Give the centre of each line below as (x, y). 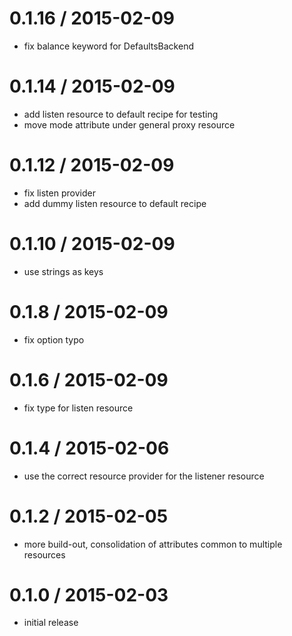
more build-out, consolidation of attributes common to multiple (153, 544)
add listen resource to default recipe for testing (121, 114)
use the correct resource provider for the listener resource (144, 476)
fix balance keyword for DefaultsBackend (108, 46)
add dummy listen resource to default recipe (115, 203)
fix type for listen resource (78, 408)
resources (44, 554)
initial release (51, 623)
